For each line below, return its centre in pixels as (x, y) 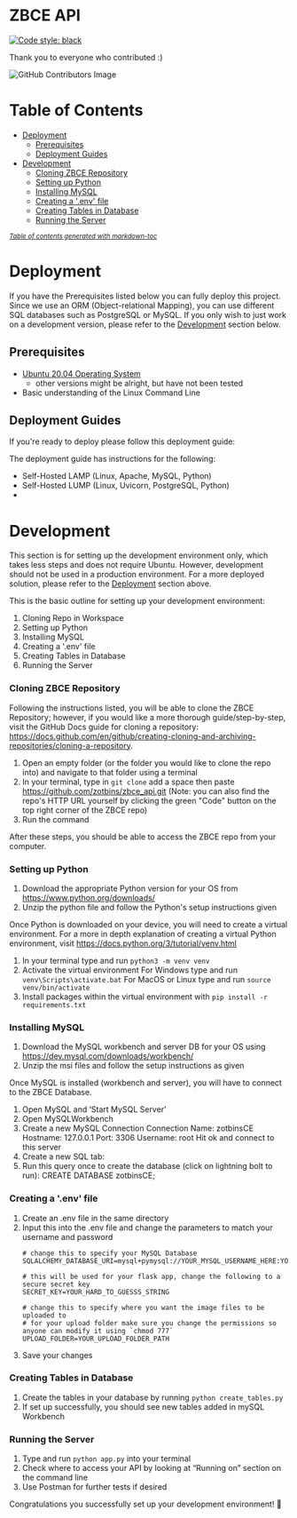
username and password (67, 1236)
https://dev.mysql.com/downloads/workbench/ (108, 1056)
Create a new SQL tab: (63, 1156)
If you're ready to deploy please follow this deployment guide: (122, 441)
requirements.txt (54, 1005)
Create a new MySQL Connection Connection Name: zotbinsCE (138, 1128)
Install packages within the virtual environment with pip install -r (145, 997)
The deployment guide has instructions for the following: (113, 459)
